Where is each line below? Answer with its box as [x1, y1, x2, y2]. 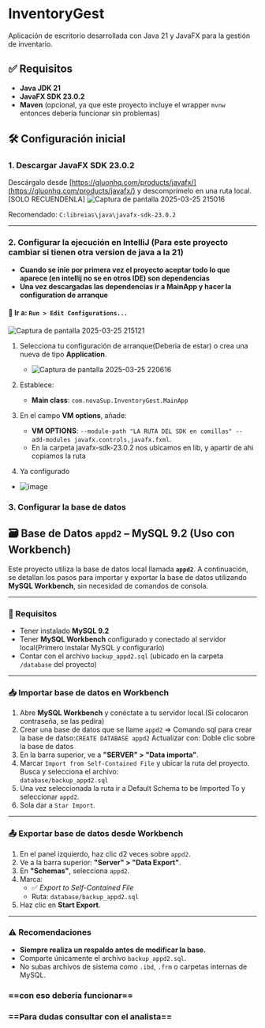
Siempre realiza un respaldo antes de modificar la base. [19, 945, 207, 955]
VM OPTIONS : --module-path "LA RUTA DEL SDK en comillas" [31, 426, 233, 435]
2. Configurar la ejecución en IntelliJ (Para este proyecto [8, 237, 229, 248]
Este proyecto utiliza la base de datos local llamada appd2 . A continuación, [8, 564, 248, 574]
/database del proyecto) [19, 659, 97, 668]
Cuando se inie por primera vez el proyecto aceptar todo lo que [19, 265, 230, 274]
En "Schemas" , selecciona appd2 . [19, 866, 130, 875]
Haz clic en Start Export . [19, 900, 101, 909]
